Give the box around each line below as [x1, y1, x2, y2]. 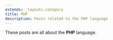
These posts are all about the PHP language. [5, 30, 97, 36]
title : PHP [5, 12, 28, 17]
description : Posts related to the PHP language [5, 16, 108, 21]
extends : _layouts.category [5, 7, 64, 12]
